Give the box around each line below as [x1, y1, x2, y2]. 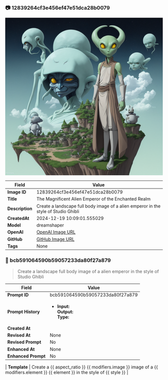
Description [7, 205, 32, 211]
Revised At [7, 332, 31, 338]
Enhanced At [7, 346, 35, 352]
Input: [57, 303, 70, 309]
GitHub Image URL [36, 236, 75, 242]
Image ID [7, 189, 26, 195]
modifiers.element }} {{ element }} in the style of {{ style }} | [5, 369, 128, 375]
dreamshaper [36, 222, 64, 228]
